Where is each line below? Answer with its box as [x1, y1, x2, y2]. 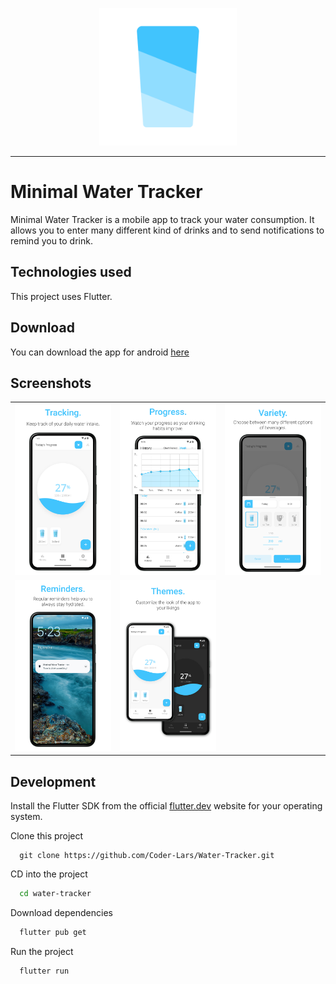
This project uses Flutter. [10, 290, 113, 302]
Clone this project [10, 830, 84, 842]
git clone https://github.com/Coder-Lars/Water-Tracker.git [19, 851, 275, 861]
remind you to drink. [10, 234, 93, 247]
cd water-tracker [19, 889, 92, 899]
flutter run [19, 966, 70, 976]
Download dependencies [10, 907, 113, 919]
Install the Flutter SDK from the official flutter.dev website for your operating [10, 800, 323, 812]
